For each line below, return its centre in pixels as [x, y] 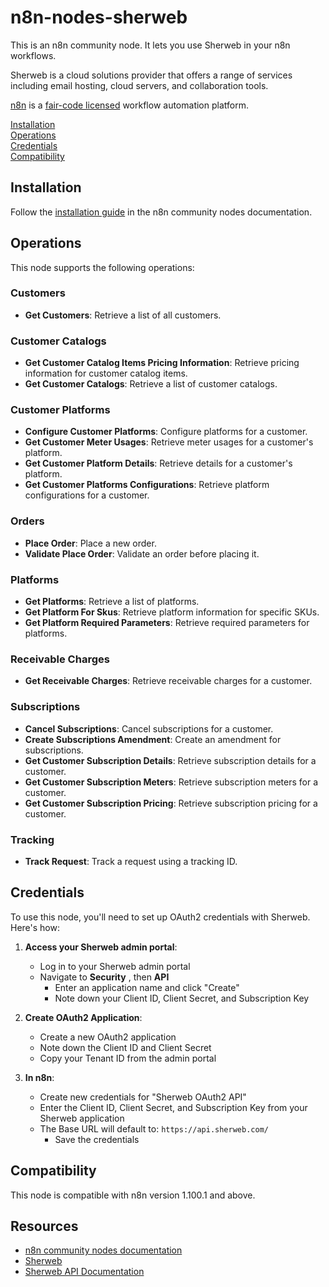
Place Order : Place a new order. [90, 543]
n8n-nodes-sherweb [99, 17]
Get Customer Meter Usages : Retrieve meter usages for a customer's [169, 442]
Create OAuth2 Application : [83, 1017]
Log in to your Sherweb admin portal [115, 966]
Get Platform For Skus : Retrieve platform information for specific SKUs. [172, 612]
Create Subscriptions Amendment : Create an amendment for [153, 739]
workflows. [33, 55]
